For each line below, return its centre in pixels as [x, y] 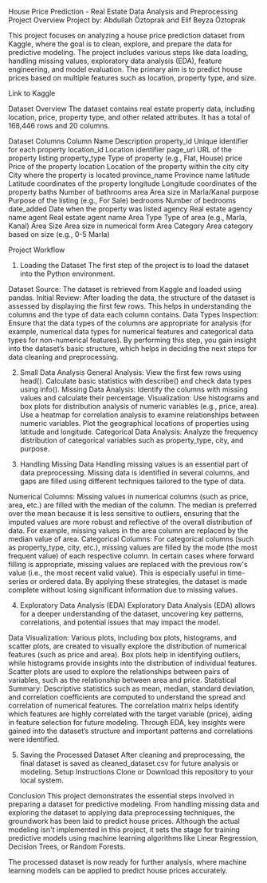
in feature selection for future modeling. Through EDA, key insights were [127, 722]
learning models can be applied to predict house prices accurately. [118, 870]
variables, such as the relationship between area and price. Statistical [122, 680]
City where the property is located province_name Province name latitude [129, 175]
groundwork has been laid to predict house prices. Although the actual [124, 821]
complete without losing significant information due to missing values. [123, 590]
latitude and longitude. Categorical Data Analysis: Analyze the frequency [139, 432]
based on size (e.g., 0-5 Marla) [59, 234]
